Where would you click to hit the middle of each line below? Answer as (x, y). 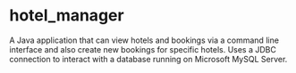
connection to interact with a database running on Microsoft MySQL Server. (148, 59)
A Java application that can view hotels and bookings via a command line (144, 40)
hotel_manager (67, 16)
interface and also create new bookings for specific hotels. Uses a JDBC (143, 49)
